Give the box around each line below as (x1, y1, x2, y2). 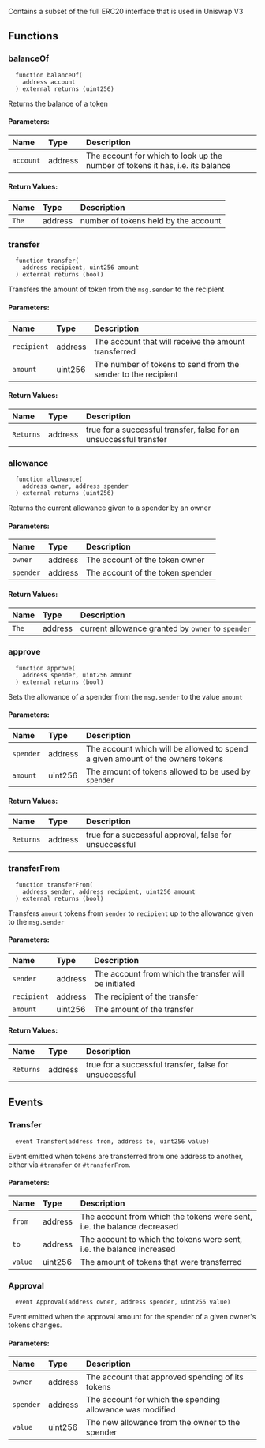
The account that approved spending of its (85, 1371, 244, 1382)
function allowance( (15, 475, 83, 484)
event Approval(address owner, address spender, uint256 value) (15, 1298, 231, 1306)
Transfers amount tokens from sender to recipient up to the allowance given (8, 908, 254, 918)
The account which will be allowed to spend (85, 744, 248, 754)
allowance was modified (85, 1405, 176, 1416)
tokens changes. (8, 1320, 62, 1330)
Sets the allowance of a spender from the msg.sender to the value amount (8, 692, 243, 701)
